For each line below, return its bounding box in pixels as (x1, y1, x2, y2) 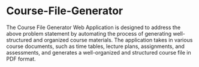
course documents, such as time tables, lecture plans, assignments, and (6, 43, 185, 50)
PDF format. (6, 55, 36, 62)
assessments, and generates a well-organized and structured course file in (6, 49, 191, 56)
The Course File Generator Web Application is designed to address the (6, 24, 181, 31)
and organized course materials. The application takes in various (33, 36, 193, 43)
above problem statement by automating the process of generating (6, 30, 172, 37)
